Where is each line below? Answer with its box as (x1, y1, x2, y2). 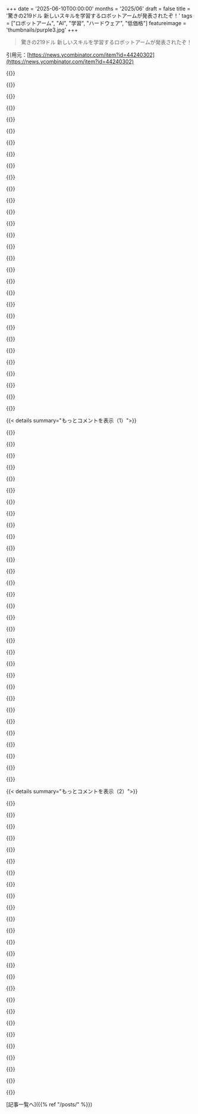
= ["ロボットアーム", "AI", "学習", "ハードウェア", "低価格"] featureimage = (6, 20, 187, 26)
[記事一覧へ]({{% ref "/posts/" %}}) (6, 1101, 93, 1108)
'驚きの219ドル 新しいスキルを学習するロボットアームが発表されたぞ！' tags (6, 12, 193, 19)
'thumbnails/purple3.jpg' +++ (6, 26, 78, 33)
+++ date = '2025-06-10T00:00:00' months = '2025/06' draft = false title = (6, 5, 191, 12)
